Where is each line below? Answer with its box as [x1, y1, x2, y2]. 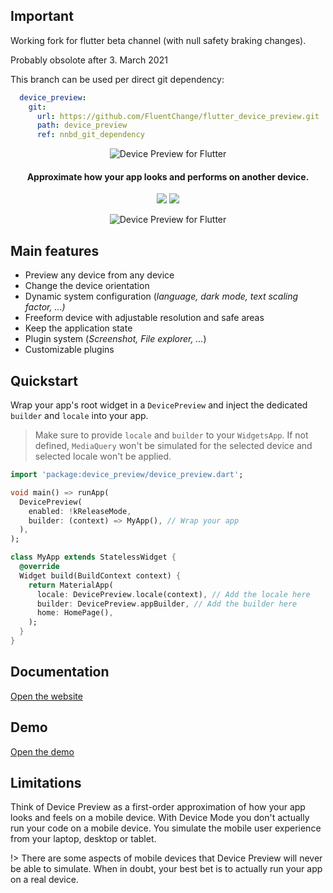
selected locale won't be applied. [34, 450, 172, 463]
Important [10, 8, 74, 25]
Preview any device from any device [24, 269, 175, 281]
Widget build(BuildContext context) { [19, 570, 182, 581]
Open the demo [10, 745, 75, 758]
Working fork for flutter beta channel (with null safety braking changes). [10, 34, 307, 46]
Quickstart [10, 372, 79, 389]
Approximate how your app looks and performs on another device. [26, 170, 310, 183]
